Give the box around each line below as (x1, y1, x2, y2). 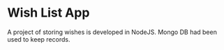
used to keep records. (7, 35, 70, 43)
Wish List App (7, 5, 90, 21)
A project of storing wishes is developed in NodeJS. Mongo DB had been (7, 28, 218, 36)
